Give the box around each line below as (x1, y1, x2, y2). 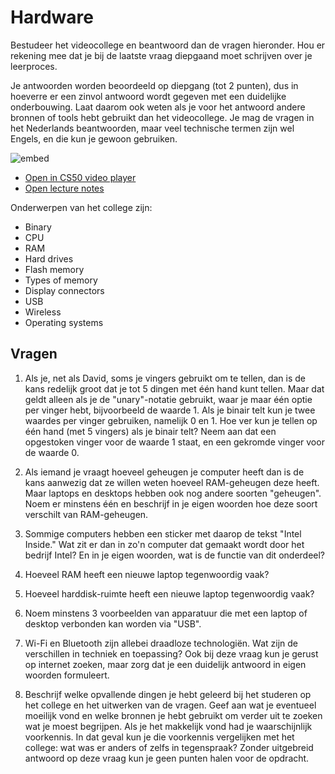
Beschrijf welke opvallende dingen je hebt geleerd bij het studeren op (24, 688, 312, 700)
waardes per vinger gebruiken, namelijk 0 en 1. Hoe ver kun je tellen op (24, 414, 318, 426)
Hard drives (24, 252, 74, 265)
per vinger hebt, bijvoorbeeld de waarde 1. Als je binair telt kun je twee (24, 404, 316, 416)
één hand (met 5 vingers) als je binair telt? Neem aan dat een (24, 425, 277, 437)
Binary (24, 221, 52, 233)
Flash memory (24, 263, 85, 275)
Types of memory (24, 274, 98, 286)
